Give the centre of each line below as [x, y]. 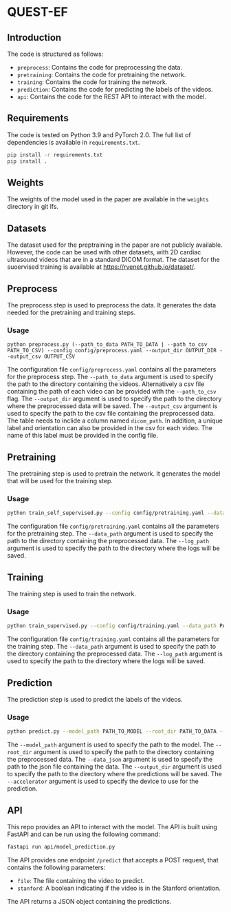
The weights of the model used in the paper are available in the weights [108, 199]
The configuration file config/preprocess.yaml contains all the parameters [112, 369]
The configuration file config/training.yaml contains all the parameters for [113, 639]
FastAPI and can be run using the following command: [84, 834]
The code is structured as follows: [55, 54]
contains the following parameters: [56, 867]
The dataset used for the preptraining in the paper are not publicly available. [115, 245]
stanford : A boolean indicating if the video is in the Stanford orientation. [119, 888]
